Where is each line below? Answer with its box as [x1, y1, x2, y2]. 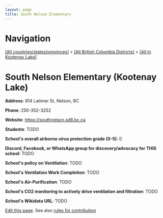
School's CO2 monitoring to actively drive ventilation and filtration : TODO [5, 189, 158, 194]
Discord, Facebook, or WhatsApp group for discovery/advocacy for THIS [5, 145, 157, 151]
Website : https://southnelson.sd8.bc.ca [5, 117, 86, 123]
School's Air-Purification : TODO [5, 179, 72, 185]
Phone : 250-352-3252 [5, 107, 52, 113]
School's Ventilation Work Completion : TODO [5, 170, 100, 175]
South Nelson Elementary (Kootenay [5, 72, 157, 82]
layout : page [5, 7, 32, 12]
